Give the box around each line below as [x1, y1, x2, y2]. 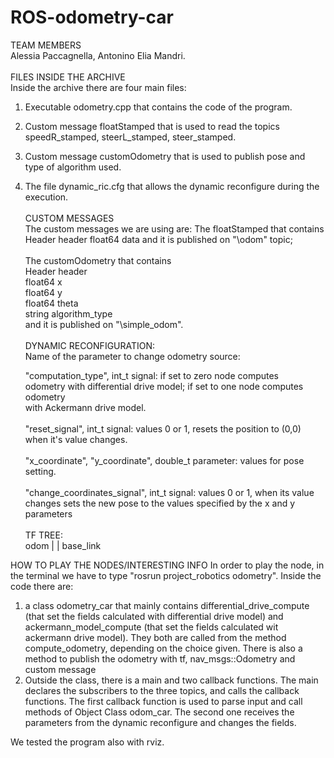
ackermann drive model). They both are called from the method [24, 631, 287, 643]
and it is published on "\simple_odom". [24, 318, 184, 330]
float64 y [24, 286, 63, 298]
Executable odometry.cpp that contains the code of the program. [24, 101, 293, 113]
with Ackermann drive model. [24, 401, 147, 413]
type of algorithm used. [24, 161, 122, 173]
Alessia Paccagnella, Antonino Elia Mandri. [10, 49, 186, 61]
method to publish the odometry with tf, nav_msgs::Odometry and [24, 652, 296, 665]
